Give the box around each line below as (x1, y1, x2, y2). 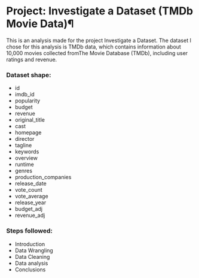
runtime (14, 161, 35, 168)
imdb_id (14, 91, 35, 98)
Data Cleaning (14, 253, 50, 260)
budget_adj (14, 206, 43, 213)
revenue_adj (14, 211, 45, 219)
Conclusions (14, 265, 46, 273)
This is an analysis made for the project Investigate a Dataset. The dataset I (6, 37, 191, 44)
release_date (14, 180, 47, 187)
